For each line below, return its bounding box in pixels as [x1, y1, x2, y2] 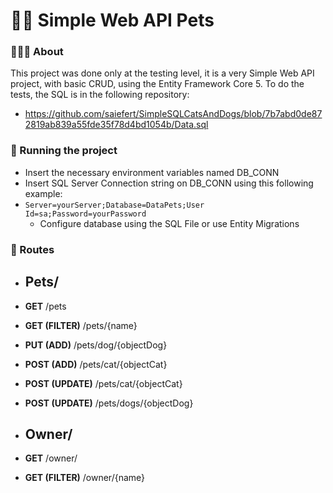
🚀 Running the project [10, 144, 118, 158]
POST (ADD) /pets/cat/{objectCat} [24, 358, 168, 370]
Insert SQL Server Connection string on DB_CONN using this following [24, 177, 314, 189]
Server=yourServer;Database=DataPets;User [24, 200, 205, 210]
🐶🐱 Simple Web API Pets [10, 9, 215, 32]
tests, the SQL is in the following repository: [10, 89, 190, 101]
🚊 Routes [10, 242, 55, 256]
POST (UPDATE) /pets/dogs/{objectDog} [24, 397, 194, 409]
